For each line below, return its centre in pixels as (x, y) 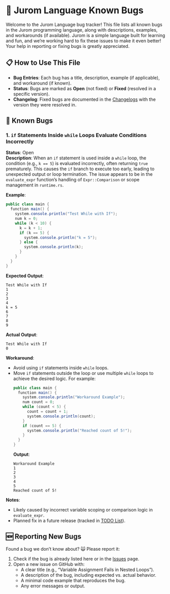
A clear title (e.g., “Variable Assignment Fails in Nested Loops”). (88, 570)
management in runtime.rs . (35, 185)
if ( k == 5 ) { (34, 233)
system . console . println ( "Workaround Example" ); (74, 397)
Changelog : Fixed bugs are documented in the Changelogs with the (84, 99)
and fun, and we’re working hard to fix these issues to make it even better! (83, 41)
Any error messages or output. (53, 586)
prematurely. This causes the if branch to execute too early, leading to (80, 169)
